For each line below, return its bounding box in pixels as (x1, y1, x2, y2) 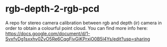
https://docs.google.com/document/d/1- (5, 30, 91, 36)
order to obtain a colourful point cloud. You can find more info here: (5, 25, 148, 31)
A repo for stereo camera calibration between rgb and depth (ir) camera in (5, 20, 162, 26)
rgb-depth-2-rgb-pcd (5, 3, 100, 15)
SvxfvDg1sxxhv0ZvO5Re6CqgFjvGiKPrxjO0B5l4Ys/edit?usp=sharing (5, 36, 150, 42)
